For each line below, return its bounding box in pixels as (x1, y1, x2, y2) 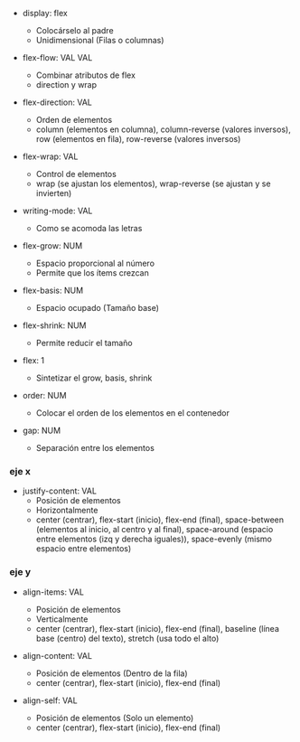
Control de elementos (35, 169, 117, 179)
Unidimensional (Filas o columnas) (35, 35, 164, 45)
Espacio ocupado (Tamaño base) (35, 303, 160, 313)
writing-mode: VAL (22, 205, 93, 216)
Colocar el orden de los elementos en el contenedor (35, 408, 230, 418)
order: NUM (22, 390, 67, 400)
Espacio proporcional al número (35, 258, 155, 268)
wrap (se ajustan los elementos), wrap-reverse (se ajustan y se (35, 178, 271, 189)
